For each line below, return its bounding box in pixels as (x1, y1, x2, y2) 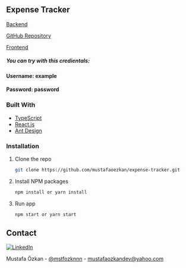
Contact (6, 228, 37, 238)
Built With (6, 101, 36, 109)
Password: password (6, 86, 59, 93)
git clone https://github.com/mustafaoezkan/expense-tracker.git (14, 167, 180, 173)
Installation (6, 142, 40, 150)
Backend (6, 20, 28, 27)
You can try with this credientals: (6, 57, 90, 64)
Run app (14, 200, 36, 207)
